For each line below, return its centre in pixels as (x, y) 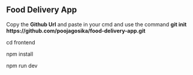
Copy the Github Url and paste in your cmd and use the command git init (96, 24)
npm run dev (22, 65)
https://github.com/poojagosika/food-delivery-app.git (76, 31)
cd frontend (21, 42)
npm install (20, 54)
